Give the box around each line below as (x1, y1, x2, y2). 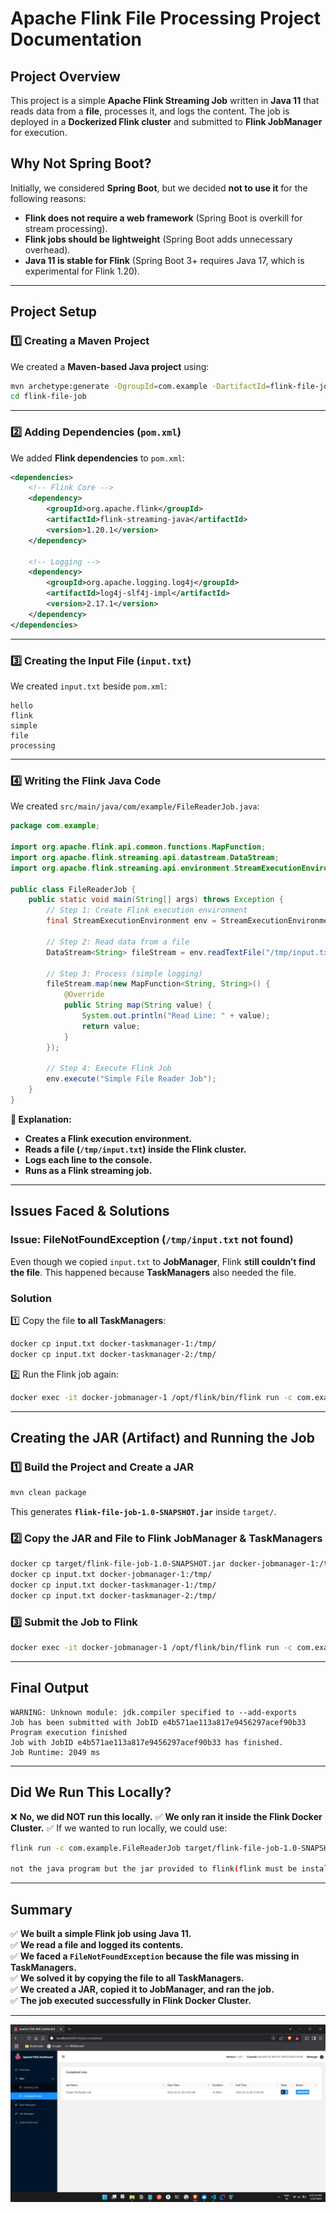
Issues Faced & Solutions (10, 1203, 170, 1220)
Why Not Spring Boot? (10, 155, 152, 172)
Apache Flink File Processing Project (10, 7, 322, 30)
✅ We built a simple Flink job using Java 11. (10, 1928, 192, 1940)
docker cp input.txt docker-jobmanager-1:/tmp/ (10, 1570, 213, 1580)
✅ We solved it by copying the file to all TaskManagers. (10, 1972, 245, 1984)
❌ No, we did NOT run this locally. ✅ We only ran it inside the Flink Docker (10, 1810, 323, 1822)
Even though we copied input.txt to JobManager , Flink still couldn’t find (10, 1255, 316, 1267)
